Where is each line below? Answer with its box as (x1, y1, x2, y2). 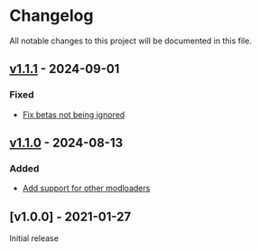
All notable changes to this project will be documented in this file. (9, 35, 253, 46)
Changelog (9, 5, 94, 26)
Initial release (9, 233, 59, 244)
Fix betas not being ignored (22, 109, 125, 120)
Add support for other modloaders (22, 182, 151, 194)
